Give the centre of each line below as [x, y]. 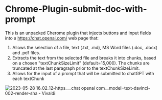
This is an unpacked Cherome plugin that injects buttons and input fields [78, 33]
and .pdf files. [26, 53]
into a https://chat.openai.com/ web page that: [52, 38]
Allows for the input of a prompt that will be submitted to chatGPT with [83, 73]
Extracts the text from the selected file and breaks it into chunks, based [84, 58]
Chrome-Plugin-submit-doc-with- [76, 9]
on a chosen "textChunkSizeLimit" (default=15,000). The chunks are [81, 63]
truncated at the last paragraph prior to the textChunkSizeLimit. [76, 68]
